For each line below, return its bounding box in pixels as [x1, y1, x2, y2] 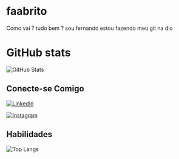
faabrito [6, 4, 47, 18]
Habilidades [6, 129, 53, 140]
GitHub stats [6, 46, 71, 60]
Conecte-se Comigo [6, 83, 84, 94]
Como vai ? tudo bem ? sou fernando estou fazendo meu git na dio [6, 24, 173, 32]
